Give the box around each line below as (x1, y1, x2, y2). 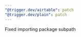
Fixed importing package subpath (5, 26, 76, 32)
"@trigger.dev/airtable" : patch (5, 7, 74, 13)
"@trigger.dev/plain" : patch (5, 12, 67, 17)
